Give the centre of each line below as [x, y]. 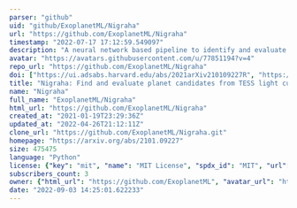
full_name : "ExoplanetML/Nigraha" [73, 100]
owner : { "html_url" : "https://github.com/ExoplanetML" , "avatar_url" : [142, 182]
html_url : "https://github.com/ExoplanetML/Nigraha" [108, 108]
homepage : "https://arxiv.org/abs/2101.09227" [96, 141]
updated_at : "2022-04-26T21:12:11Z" [76, 125]
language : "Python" [45, 157]
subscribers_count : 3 [49, 173]
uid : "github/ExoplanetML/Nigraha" [75, 26]
